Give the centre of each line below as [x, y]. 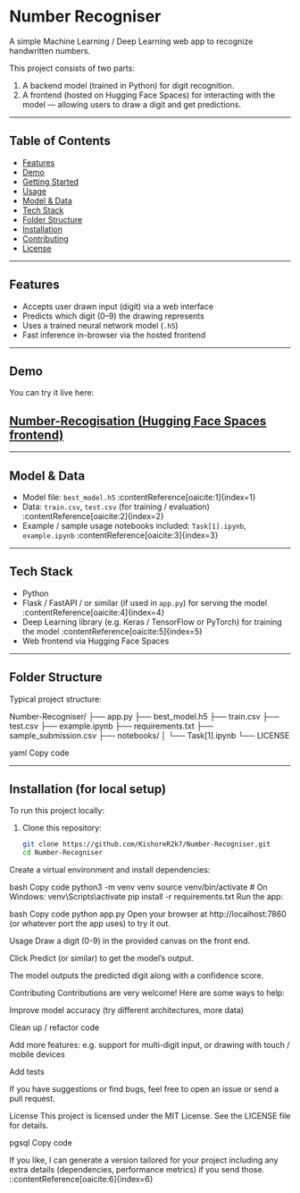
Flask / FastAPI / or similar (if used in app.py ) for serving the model [145, 602]
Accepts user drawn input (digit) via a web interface [118, 306]
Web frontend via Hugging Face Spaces [96, 641]
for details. [29, 1126]
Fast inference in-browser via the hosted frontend [114, 335]
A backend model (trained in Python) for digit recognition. [128, 85]
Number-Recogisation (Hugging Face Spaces [138, 421]
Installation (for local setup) [88, 789]
